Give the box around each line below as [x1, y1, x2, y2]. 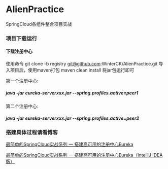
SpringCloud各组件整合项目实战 [6, 21, 73, 27]
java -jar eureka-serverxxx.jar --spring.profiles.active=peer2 [6, 115, 140, 121]
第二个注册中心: [6, 103, 39, 110]
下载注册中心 [6, 48, 32, 54]
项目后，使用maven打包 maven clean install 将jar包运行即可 [10, 67, 135, 73]
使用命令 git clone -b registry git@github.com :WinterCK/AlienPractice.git [6, 61, 158, 67]
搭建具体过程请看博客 [6, 129, 58, 136]
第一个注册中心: [6, 78, 39, 84]
